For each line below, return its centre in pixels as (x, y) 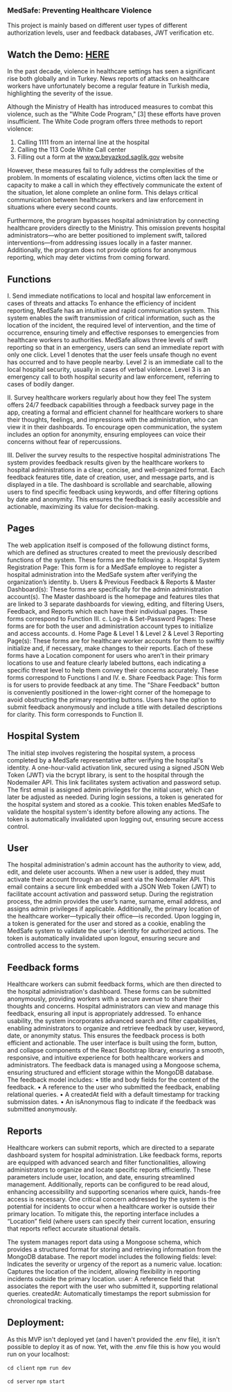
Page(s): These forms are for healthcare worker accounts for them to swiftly (116, 641)
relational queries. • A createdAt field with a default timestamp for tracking (114, 1095)
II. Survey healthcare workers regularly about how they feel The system (109, 398)
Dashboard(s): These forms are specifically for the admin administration (110, 589)
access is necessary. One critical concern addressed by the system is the (113, 1199)
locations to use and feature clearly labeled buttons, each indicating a (107, 663)
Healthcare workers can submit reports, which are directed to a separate (111, 1148)
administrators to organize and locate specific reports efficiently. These (109, 1170)
